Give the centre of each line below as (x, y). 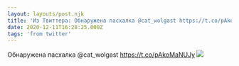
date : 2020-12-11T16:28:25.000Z (55, 27)
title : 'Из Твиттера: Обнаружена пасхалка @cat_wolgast (92, 21)
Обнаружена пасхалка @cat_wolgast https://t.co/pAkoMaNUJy (101, 55)
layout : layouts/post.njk (46, 14)
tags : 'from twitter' (39, 34)
